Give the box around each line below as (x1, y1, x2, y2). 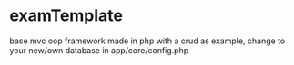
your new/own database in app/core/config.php (9, 44, 189, 55)
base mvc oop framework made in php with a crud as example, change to (9, 35, 286, 46)
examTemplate (9, 5, 124, 26)
